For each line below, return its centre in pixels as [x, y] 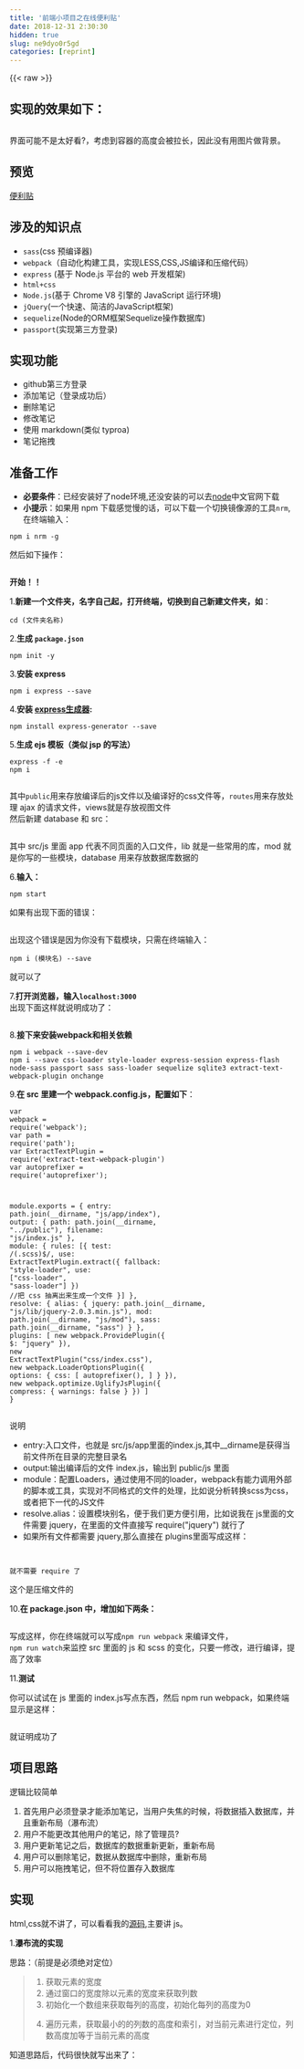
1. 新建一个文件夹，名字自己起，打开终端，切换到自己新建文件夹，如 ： [140, 601]
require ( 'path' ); [42, 1144]
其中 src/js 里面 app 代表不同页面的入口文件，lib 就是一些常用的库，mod [145, 846]
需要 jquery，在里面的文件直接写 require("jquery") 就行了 [138, 1525]
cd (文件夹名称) [37, 621]
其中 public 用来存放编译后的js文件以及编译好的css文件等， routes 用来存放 [147, 796]
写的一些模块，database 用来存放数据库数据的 [112, 858]
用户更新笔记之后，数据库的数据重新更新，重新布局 [119, 1845]
